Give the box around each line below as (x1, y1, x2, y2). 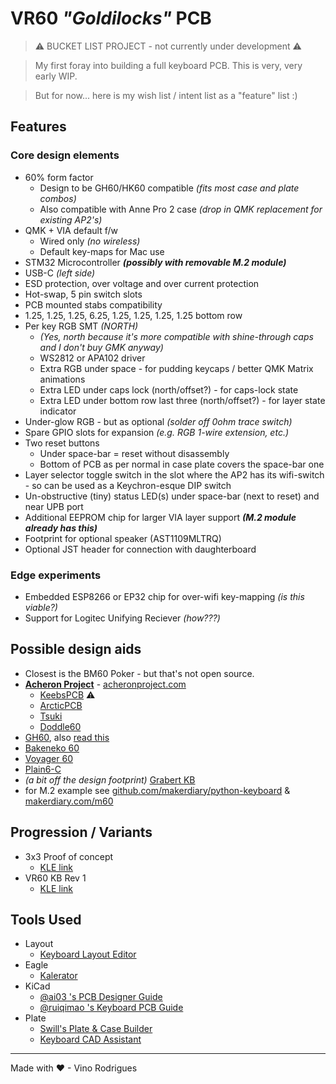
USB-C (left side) (24, 267, 96, 279)
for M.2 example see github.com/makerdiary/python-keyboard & (24, 784, 291, 796)
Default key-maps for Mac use (39, 245, 165, 257)
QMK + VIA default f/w (24, 224, 118, 236)
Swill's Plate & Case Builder (39, 1023, 153, 1035)
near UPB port (24, 500, 84, 512)
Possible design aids (10, 641, 142, 658)
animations (39, 373, 86, 385)
